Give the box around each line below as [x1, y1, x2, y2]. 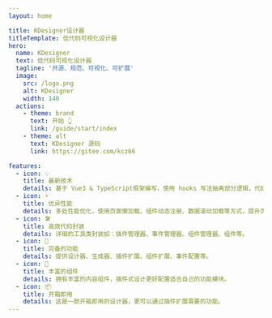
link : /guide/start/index [29, 125, 117, 133]
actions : [15, 102, 45, 110]
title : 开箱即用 [23, 290, 73, 299]
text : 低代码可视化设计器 [15, 57, 92, 65]
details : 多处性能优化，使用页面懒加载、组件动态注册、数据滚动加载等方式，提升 [23, 207, 261, 215]
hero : [8, 41, 27, 49]
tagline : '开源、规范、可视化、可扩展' [15, 64, 134, 73]
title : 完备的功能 [23, 245, 79, 253]
